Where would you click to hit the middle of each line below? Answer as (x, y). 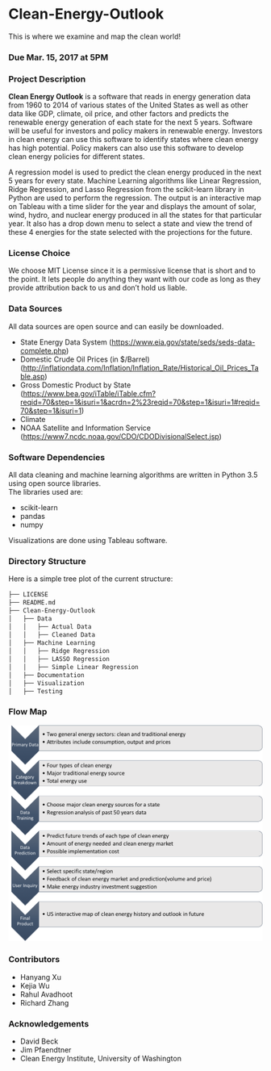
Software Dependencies (57, 457)
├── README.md (32, 603)
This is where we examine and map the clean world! (95, 36)
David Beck (39, 1041)
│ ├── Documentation (46, 676)
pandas (33, 517)
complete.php (43, 350)
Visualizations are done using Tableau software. (88, 541)
